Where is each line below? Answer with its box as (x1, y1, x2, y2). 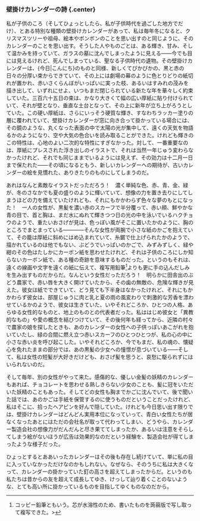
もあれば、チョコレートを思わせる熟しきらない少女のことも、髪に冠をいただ (6, 380, 194, 388)
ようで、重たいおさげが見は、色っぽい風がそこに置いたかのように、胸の (16, 219, 194, 226)
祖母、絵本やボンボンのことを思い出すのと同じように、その (47, 35, 194, 42)
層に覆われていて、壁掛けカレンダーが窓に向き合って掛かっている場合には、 (6, 117, 193, 124)
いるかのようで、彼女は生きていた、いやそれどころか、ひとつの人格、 (16, 301, 188, 308)
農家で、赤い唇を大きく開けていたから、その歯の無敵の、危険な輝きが (16, 278, 189, 286)
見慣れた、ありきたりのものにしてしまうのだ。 (37, 169, 152, 176)
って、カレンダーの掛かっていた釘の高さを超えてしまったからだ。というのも (6, 468, 193, 475)
